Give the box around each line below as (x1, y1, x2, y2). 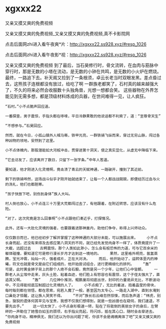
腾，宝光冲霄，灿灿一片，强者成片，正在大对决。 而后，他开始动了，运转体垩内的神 (5, 256, 158, 261)
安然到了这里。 (31, 138, 57, 143)
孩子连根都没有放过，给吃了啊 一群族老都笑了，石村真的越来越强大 (22, 80, 159, 87)
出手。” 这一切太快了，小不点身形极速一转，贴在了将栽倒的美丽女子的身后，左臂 (12, 304, 159, 309)
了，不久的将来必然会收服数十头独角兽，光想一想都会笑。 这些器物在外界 (5, 87, 154, 93)
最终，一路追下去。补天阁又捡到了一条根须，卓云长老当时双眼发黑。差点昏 (5, 74, 157, 80)
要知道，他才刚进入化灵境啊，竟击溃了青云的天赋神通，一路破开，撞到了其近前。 (5, 167, 145, 172)
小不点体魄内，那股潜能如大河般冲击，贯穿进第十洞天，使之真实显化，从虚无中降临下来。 (5, 147, 160, 153)
